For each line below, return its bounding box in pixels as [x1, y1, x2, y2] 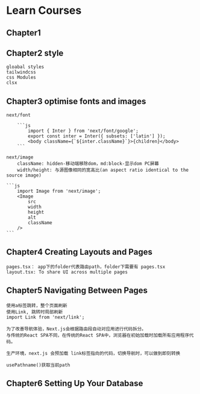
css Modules [6, 75, 36, 81]
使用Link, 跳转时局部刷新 [6, 308, 63, 315]
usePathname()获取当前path [6, 362, 70, 368]
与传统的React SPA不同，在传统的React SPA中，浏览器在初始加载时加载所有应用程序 [6, 332, 190, 338]
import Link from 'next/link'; [6, 314, 85, 320]
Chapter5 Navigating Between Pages [6, 286, 148, 296]
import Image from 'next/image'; [17, 188, 101, 195]
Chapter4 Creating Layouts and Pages [6, 246, 152, 257]
